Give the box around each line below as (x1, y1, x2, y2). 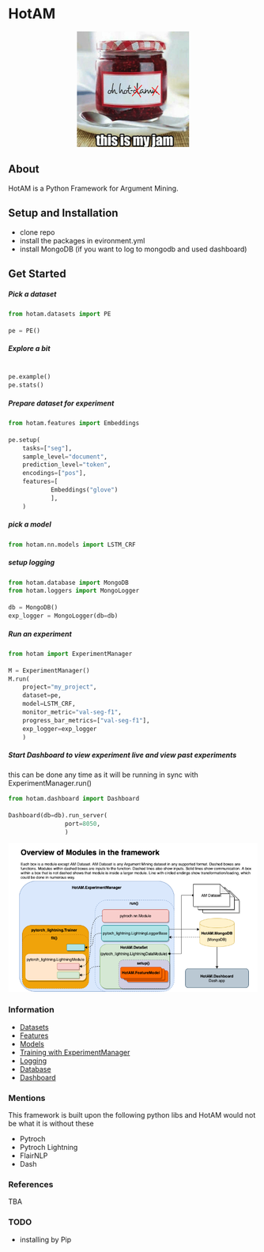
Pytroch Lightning (19, 1143, 78, 1152)
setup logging (8, 558, 55, 568)
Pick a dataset (8, 289, 57, 299)
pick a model (8, 519, 51, 530)
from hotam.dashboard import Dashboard (8, 795, 140, 803)
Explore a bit (8, 344, 51, 353)
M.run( (8, 675, 30, 683)
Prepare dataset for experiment (8, 398, 115, 408)
